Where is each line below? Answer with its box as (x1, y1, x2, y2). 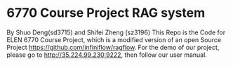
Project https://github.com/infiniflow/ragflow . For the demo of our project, (6, 43, 220, 51)
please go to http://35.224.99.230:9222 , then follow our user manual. (6, 51, 208, 59)
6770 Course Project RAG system (6, 5, 205, 21)
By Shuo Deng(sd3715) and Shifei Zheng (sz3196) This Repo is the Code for (6, 28, 226, 37)
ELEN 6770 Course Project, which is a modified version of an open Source (6, 35, 222, 44)
